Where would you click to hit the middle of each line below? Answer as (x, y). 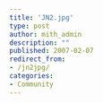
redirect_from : (38, 59)
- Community (31, 84)
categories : (31, 76)
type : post (30, 26)
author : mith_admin (46, 34)
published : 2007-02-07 (51, 51)
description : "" (39, 43)
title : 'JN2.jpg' (42, 17)
